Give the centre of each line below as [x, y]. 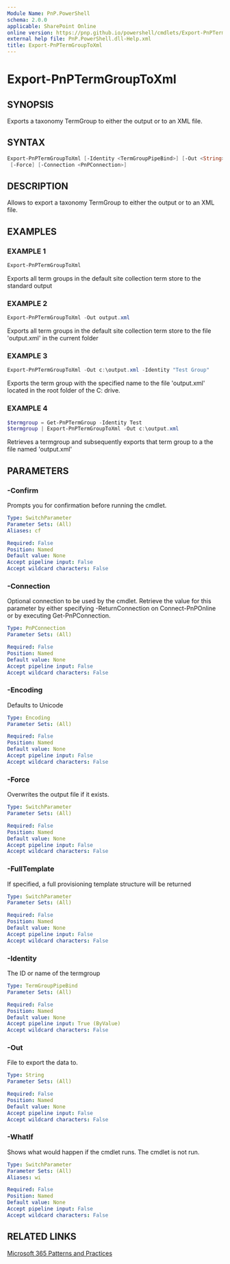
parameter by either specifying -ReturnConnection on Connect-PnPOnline [112, 609]
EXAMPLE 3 [27, 356]
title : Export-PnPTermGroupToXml [55, 45]
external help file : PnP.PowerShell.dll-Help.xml [79, 39]
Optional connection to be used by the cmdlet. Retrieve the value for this [109, 601]
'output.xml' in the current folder [53, 338]
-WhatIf [21, 1137]
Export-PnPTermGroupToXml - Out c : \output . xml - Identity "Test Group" [108, 370]
